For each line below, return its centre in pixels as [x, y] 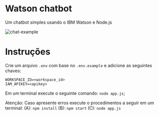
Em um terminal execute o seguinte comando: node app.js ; [65, 93]
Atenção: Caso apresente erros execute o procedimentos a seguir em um [80, 103]
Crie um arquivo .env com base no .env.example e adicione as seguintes [79, 65]
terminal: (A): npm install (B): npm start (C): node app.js [63, 108]
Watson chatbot [39, 9]
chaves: [13, 71]
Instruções [28, 52]
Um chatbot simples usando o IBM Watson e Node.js [59, 22]
